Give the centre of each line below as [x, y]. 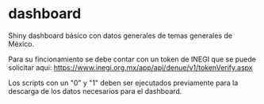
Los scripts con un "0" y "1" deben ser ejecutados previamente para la [123, 83]
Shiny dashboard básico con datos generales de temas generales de [120, 35]
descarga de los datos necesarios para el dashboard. [95, 91]
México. [21, 43]
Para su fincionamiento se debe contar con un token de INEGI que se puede [132, 59]
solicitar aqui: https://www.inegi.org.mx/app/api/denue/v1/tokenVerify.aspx [130, 67]
